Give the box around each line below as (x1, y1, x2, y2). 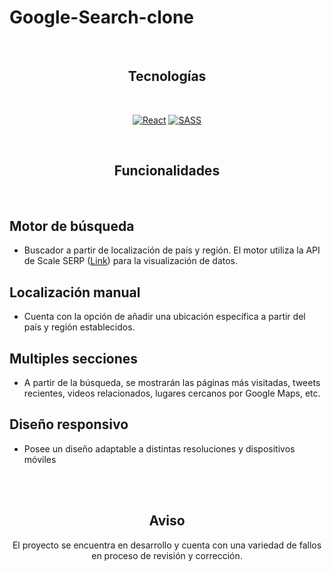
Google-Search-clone (9, 6, 195, 29)
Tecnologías (127, 68, 207, 85)
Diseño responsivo (9, 416, 129, 433)
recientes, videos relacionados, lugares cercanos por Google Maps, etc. (23, 387, 321, 399)
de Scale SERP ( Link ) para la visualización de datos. (23, 255, 239, 267)
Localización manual (9, 284, 141, 301)
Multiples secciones (9, 350, 139, 367)
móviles (23, 453, 57, 465)
